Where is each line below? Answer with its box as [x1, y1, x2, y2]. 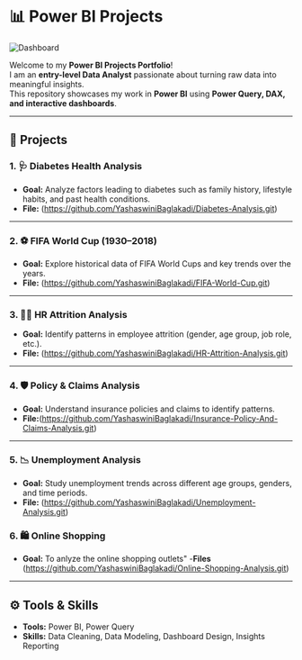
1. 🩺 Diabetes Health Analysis [9, 160, 143, 173]
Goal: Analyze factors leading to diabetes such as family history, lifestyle [22, 184, 293, 194]
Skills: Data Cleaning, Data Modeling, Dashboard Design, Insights [22, 630, 265, 641]
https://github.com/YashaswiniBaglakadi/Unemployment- [43, 496, 256, 508]
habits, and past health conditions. [22, 194, 151, 204]
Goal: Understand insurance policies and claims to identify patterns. [22, 403, 276, 414]
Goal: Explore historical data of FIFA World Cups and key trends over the [22, 258, 292, 269]
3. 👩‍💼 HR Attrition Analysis [9, 308, 128, 321]
